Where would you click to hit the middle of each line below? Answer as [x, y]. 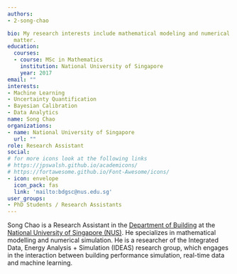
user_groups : [27, 198]
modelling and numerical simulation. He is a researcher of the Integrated [113, 240]
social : [19, 152]
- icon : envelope [33, 178]
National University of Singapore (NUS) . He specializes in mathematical [112, 233]
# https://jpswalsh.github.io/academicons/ [73, 165]
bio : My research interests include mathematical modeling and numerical [119, 33]
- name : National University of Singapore [71, 132]
